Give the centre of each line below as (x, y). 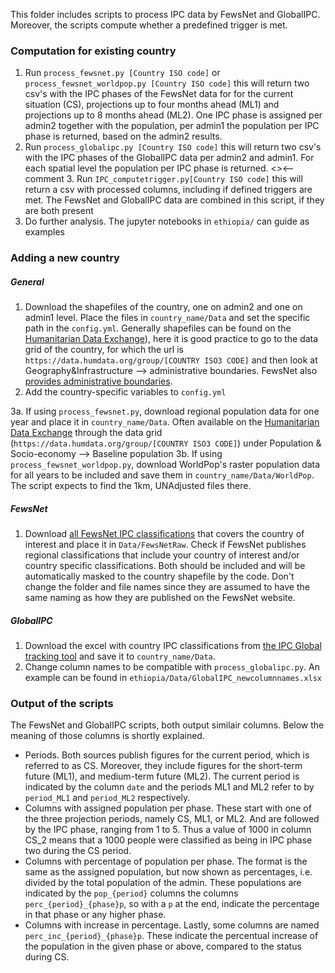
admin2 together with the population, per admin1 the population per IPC (172, 126)
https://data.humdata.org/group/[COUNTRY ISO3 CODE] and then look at (171, 360)
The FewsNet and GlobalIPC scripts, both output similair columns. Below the (167, 725)
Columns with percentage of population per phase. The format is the (166, 861)
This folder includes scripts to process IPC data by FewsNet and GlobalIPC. (165, 14)
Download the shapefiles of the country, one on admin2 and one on (163, 307)
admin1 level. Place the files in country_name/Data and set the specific (167, 318)
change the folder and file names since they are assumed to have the (167, 587)
